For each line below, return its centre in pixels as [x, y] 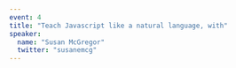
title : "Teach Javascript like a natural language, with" [118, 26]
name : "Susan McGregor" [61, 42]
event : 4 [25, 17]
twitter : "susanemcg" [57, 50]
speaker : [25, 34]
